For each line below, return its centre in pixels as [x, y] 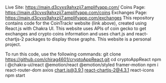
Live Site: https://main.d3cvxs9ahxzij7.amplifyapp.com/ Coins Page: [75, 7]
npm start [15, 75]
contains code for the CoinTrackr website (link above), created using [76, 23]
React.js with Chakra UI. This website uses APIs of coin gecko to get [76, 28]
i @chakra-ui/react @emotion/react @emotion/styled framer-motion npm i [82, 65]
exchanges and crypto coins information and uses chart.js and [70, 34]
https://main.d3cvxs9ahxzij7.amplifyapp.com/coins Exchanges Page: [76, 12]
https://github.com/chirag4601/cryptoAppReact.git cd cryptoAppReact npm [83, 59]
